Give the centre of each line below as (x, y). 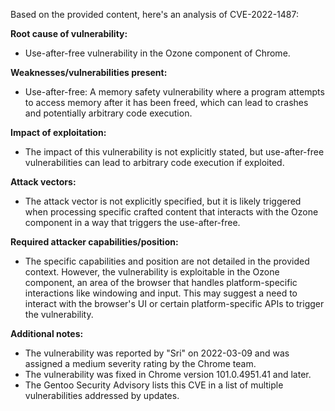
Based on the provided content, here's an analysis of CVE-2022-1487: (154, 14)
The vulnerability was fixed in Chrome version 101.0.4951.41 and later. (168, 374)
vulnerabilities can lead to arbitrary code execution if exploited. (154, 162)
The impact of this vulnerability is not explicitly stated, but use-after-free (174, 152)
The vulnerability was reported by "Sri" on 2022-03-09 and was (157, 353)
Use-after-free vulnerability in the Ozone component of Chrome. (157, 53)
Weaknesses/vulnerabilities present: (89, 72)
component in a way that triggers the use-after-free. (132, 222)
